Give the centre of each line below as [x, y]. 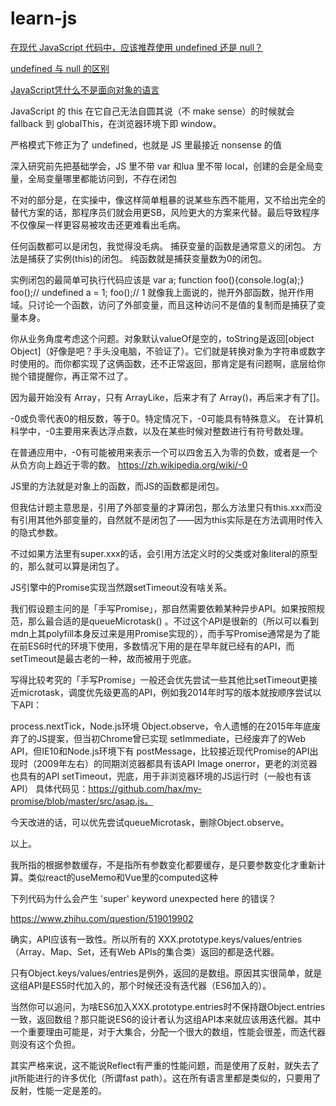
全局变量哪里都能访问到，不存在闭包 [102, 178]
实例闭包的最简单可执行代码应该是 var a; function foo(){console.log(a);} [157, 279]
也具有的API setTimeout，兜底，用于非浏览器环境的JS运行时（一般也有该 [161, 776]
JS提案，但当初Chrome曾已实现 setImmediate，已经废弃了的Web [171, 738]
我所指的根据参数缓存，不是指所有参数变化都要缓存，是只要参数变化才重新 [163, 864]
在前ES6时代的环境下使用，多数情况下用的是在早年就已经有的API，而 [152, 646]
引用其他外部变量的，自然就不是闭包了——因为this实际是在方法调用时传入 [170, 519]
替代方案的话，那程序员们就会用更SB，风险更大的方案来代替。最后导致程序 [165, 212]
